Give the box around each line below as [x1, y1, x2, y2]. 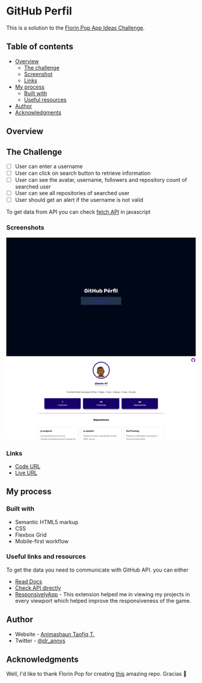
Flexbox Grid [14, 531, 47, 538]
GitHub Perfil [6, 4, 72, 18]
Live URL [14, 469, 38, 476]
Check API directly [14, 584, 61, 591]
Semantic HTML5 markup [14, 518, 79, 525]
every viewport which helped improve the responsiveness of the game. [14, 597, 191, 604]
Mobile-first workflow [14, 537, 69, 544]
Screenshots [6, 223, 44, 232]
